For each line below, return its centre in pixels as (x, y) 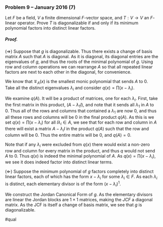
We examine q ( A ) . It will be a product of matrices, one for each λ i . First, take (81, 99)
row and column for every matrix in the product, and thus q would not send (80, 151)
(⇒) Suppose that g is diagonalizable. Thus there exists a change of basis (79, 51)
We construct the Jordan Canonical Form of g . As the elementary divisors (79, 194)
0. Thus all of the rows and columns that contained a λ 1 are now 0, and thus (81, 112)
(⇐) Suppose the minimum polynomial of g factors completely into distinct (80, 172)
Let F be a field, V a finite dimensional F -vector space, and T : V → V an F (79, 18)
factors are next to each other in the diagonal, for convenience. (68, 72)
